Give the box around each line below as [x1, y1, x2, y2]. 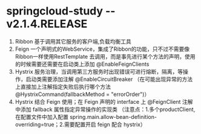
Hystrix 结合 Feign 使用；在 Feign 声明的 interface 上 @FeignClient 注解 [15, 98, 193, 105]
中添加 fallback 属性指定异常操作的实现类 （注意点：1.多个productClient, [15, 106, 196, 113]
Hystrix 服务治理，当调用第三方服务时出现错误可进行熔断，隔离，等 [15, 68, 183, 75]
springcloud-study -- [6, 4, 116, 18]
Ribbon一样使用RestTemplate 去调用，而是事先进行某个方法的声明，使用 [15, 53, 196, 60]
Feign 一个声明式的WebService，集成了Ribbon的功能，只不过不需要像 [15, 45, 189, 53]
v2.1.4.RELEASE [6, 17, 88, 31]
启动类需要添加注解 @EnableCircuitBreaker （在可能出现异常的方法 [25, 75, 193, 83]
